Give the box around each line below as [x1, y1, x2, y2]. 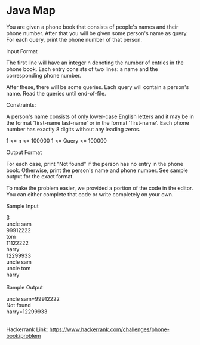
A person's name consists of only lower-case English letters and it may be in [6, 113, 194, 120]
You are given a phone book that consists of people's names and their [6, 23, 179, 30]
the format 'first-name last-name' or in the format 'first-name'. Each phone [6, 119, 189, 126]
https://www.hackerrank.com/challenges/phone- [49, 326, 170, 333]
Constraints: [6, 101, 36, 108]
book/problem [6, 332, 41, 339]
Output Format [6, 149, 42, 156]
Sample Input [6, 202, 39, 210]
